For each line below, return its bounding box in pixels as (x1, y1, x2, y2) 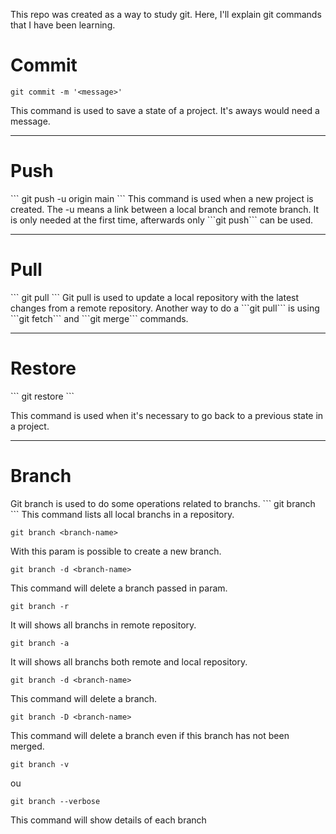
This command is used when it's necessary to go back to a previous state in (10, 409, 324, 421)
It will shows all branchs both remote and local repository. (10, 655, 248, 668)
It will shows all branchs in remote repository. (10, 619, 197, 631)
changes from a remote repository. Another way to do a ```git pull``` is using (10, 302, 320, 314)
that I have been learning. (10, 19, 116, 31)
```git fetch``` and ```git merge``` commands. (10, 312, 189, 324)
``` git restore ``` (10, 390, 75, 402)
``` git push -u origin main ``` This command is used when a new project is (10, 192, 314, 204)
